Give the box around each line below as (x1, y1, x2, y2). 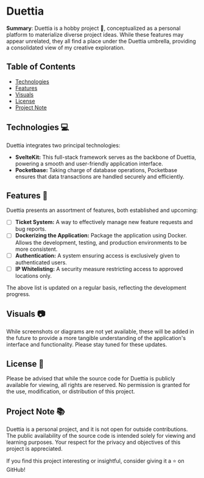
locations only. (15, 272, 52, 279)
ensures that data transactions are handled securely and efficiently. (15, 173, 185, 180)
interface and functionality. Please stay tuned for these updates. (6, 341, 167, 349)
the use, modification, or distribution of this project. (6, 388, 135, 395)
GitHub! (6, 466, 26, 474)
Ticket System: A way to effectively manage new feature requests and (15, 219, 193, 226)
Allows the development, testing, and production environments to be (15, 239, 187, 246)
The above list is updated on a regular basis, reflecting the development (6, 284, 187, 291)
